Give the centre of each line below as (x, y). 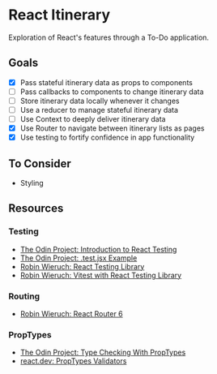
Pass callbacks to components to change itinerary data (112, 92)
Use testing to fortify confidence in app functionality (107, 138)
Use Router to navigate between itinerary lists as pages (112, 128)
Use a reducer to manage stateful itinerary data (99, 110)
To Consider (40, 163)
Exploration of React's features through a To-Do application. (108, 37)
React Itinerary (60, 15)
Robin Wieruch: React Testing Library (82, 266)
